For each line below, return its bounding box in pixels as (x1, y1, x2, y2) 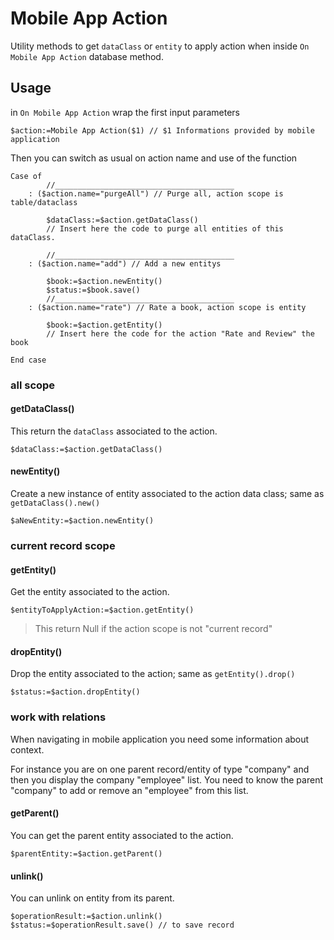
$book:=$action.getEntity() (46, 320, 163, 330)
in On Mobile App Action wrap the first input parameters (10, 106, 240, 118)
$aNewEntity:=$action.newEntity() (10, 516, 155, 526)
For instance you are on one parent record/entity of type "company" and (10, 763, 310, 775)
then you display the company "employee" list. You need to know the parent (10, 773, 323, 786)
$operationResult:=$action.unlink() (10, 912, 163, 922)
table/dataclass (10, 197, 78, 207)
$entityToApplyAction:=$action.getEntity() (10, 605, 195, 616)
